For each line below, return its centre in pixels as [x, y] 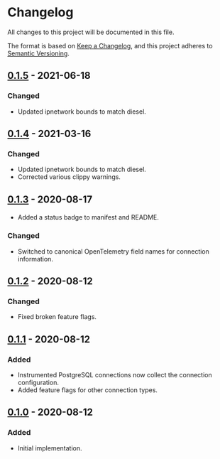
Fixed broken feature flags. [57, 317]
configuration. [38, 382]
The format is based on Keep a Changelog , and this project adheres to [110, 45]
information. [35, 259]
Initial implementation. [50, 448]
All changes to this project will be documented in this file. [91, 32]
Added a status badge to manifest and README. [88, 217]
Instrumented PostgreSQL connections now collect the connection [115, 374]
